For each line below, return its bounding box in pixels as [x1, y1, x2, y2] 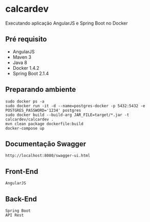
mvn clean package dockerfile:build [5, 121, 83, 126]
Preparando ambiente [5, 85, 76, 94]
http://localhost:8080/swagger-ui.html [5, 153, 91, 158]
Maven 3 [12, 54, 32, 60]
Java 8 [12, 59, 27, 66]
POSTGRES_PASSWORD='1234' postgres [5, 108, 81, 113]
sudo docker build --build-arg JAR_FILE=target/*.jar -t [5, 112, 130, 117]
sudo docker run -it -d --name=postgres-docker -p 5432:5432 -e [5, 103, 145, 108]
